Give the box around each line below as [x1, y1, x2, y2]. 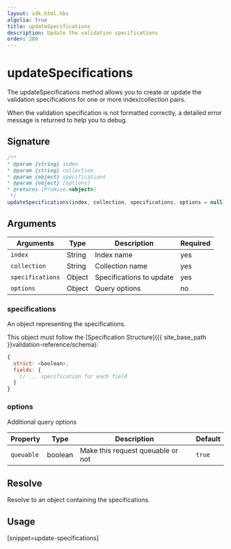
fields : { [13, 366, 41, 374]
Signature [7, 136, 50, 148]
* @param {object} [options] [7, 180, 91, 186]
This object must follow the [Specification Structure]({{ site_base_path [7, 333, 207, 341]
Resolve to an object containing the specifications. [7, 496, 150, 504]
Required [179, 238, 211, 248]
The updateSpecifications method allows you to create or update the [7, 88, 201, 96]
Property [10, 434, 41, 444]
